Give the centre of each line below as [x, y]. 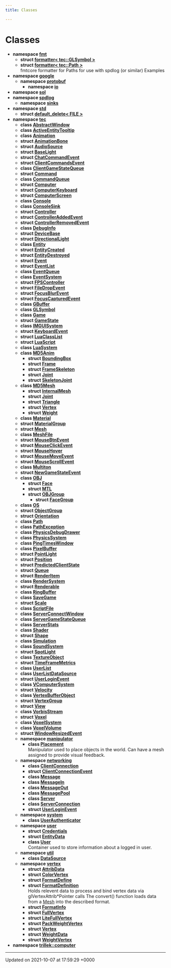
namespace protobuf [43, 81]
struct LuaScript [38, 342]
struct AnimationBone [44, 141]
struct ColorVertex [48, 874]
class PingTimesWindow [47, 543]
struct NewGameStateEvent [50, 472]
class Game [33, 314]
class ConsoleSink [40, 206]
